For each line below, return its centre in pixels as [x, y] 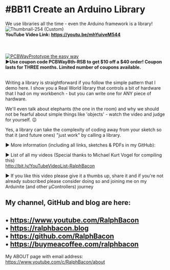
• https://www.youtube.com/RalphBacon [72, 220]
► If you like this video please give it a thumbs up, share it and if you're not [84, 176]
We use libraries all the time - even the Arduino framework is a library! [79, 24]
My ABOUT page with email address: [44, 257]
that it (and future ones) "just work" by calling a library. [63, 135]
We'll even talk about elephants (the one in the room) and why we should [82, 109]
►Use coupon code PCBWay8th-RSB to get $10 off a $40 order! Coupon [84, 61]
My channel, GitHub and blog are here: [68, 203]
